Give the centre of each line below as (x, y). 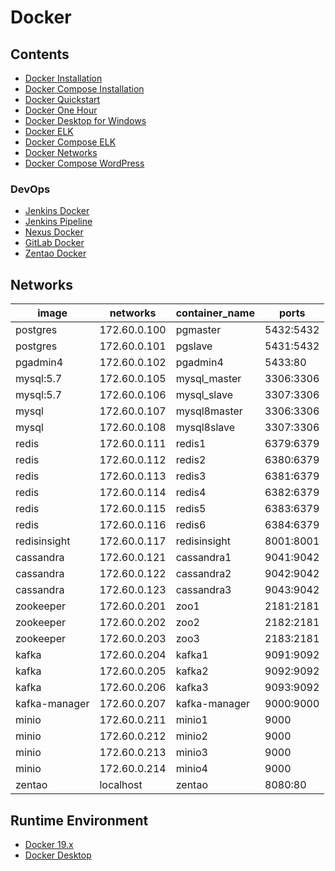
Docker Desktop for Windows (85, 120)
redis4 (191, 493)
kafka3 (192, 688)
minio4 (191, 769)
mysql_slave (204, 395)
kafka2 (192, 671)
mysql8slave (205, 428)
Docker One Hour (61, 110)
